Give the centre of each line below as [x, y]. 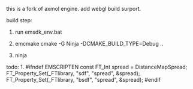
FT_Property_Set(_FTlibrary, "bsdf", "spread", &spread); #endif [83, 80]
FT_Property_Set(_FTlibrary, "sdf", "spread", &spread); [73, 73]
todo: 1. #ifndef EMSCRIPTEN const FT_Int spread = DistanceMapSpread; [97, 67]
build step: [19, 20]
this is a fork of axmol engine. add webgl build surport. [74, 9]
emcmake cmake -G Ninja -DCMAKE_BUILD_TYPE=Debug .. [89, 44]
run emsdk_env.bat [38, 32]
